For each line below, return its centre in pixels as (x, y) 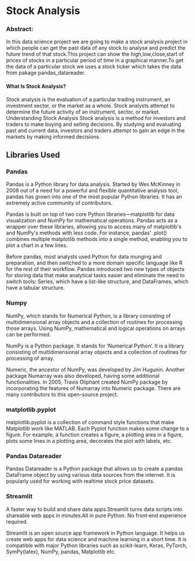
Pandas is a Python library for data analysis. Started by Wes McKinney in (93, 184)
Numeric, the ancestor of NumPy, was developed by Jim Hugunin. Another (95, 369)
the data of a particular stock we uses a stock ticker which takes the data (94, 67)
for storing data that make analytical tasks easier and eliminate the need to (95, 276)
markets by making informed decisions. (53, 136)
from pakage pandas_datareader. (46, 73)
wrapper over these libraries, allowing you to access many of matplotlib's (94, 227)
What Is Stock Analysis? (36, 87)
